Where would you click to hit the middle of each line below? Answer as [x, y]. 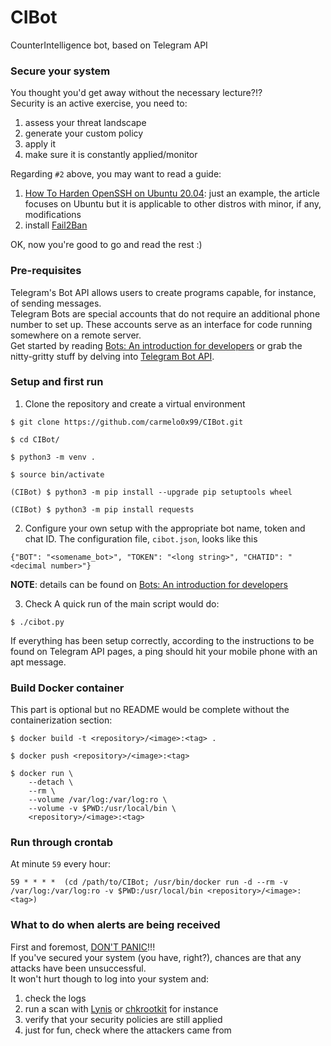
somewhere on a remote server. [76, 335]
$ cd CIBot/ [35, 439]
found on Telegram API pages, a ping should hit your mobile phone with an [164, 651]
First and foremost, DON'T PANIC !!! [83, 947]
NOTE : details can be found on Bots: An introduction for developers [149, 584]
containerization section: [61, 720]
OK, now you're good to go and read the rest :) [106, 245]
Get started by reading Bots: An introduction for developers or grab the [156, 345]
